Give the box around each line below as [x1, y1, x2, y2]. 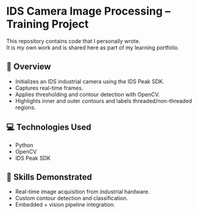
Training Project [6, 17, 89, 31]
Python [15, 141, 34, 149]
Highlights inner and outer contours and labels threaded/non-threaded [15, 97, 193, 104]
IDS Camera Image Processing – [6, 4, 171, 18]
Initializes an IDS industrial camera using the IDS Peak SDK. [15, 77, 164, 85]
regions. [15, 104, 37, 111]
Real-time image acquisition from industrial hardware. [15, 188, 150, 196]
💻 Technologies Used [6, 122, 91, 132]
